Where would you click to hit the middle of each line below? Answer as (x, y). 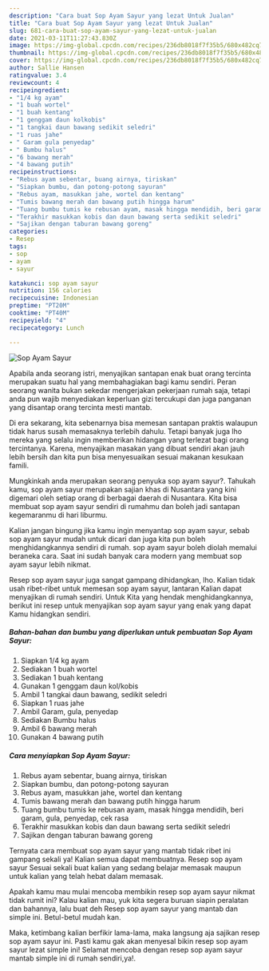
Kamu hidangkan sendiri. (50, 614)
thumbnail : (27, 53)
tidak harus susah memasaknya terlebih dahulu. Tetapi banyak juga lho (126, 431)
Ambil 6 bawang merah (59, 728)
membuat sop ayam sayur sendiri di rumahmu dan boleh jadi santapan (125, 506)
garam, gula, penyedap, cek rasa (75, 818)
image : (20, 46)
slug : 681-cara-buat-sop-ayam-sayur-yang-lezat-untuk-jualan (113, 30)
